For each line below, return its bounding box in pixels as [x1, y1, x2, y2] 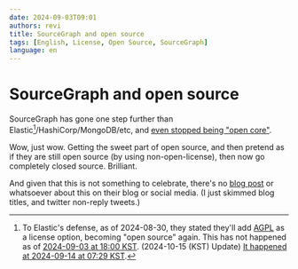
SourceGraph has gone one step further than [9, 114, 174, 124]
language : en [9, 46, 58, 55]
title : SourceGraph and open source [9, 29, 145, 38]
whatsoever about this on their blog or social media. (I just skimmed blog [9, 187, 275, 198]
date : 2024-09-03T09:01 [9, 12, 98, 22]
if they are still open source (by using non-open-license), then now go [9, 151, 265, 162]
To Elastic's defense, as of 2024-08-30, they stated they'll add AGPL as [21, 222, 286, 233]
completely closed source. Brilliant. [9, 161, 137, 171]
